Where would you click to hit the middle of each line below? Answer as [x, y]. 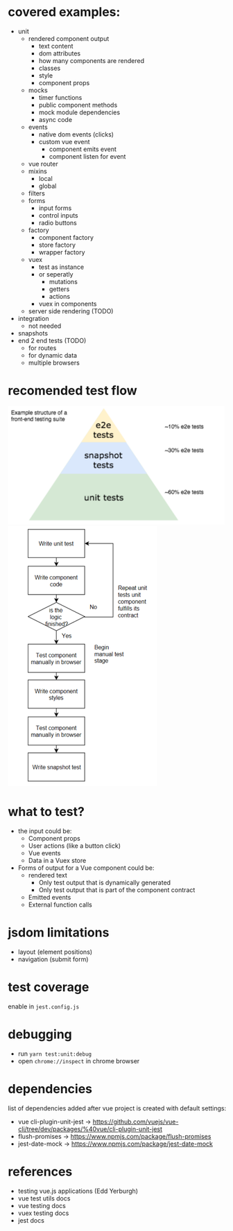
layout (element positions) [55, 952]
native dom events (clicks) [76, 134]
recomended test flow [72, 391]
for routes [42, 348]
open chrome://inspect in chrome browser [79, 1061]
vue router [43, 164]
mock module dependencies [79, 112]
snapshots [33, 333]
